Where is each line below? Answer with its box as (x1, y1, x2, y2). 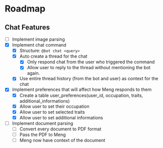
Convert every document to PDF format (19, 126, 102, 132)
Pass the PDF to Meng (19, 131, 66, 137)
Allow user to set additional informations (19, 114, 104, 120)
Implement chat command (12, 42, 66, 48)
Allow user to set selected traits (19, 109, 85, 115)
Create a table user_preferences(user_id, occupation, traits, (19, 92, 143, 98)
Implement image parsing (12, 36, 65, 42)
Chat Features (5, 23, 50, 32)
